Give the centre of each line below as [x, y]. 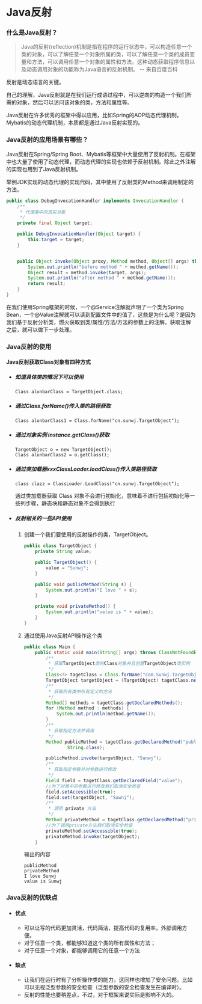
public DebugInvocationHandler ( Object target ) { [79, 234]
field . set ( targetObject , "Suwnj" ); [90, 797]
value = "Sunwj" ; [67, 568]
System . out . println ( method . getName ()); [106, 714]
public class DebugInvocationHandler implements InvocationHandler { [95, 201]
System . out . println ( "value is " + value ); [99, 612]
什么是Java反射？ [32, 32]
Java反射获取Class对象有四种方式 [49, 362]
